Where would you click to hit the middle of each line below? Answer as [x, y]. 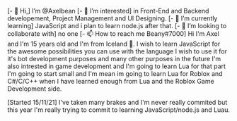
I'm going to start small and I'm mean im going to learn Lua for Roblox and [115, 74]
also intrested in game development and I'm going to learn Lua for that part [117, 66]
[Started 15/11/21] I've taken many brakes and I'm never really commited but [117, 102]
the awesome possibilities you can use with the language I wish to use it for [117, 51]
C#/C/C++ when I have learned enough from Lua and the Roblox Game [111, 81]
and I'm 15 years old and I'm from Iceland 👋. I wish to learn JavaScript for [114, 44]
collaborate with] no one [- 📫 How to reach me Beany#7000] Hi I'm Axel [113, 34]
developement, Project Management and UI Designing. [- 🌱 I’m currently [112, 18]
